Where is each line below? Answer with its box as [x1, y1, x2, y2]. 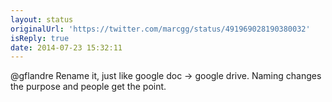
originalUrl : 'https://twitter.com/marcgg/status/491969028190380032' [10, 24, 311, 34]
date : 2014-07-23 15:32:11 [10, 42, 123, 53]
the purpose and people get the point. [10, 81, 167, 93]
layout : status [10, 14, 74, 25]
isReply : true [10, 33, 70, 43]
